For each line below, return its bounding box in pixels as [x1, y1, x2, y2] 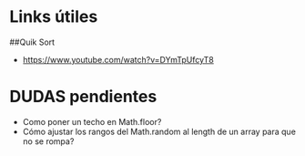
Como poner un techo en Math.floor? [22, 116, 162, 127]
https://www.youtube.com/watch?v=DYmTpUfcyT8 [22, 54, 214, 65]
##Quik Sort [9, 36, 56, 47]
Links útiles [9, 6, 98, 27]
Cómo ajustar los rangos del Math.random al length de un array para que [22, 126, 296, 137]
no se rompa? [22, 135, 75, 147]
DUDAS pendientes [9, 87, 158, 107]
